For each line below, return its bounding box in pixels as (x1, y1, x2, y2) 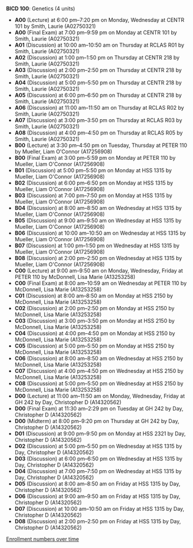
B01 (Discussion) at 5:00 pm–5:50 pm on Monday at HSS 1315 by (14, 167, 172, 173)
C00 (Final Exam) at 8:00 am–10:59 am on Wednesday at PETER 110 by (14, 280, 187, 287)
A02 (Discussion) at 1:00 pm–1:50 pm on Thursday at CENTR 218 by (14, 54, 180, 61)
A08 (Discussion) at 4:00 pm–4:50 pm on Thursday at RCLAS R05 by (14, 129, 183, 136)
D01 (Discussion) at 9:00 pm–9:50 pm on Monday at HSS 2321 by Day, (14, 430, 186, 437)
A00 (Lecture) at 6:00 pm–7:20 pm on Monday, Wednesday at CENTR (14, 17, 184, 23)
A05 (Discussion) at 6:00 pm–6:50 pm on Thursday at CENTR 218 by (14, 91, 182, 99)
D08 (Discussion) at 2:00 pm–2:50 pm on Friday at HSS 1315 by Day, (14, 518, 181, 524)
